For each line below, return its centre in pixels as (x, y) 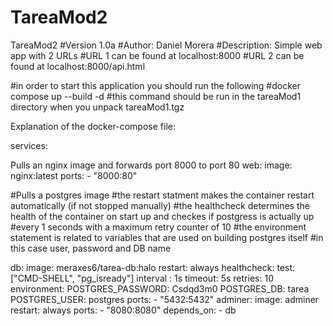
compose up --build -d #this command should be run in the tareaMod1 (156, 96)
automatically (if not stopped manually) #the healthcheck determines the (160, 205)
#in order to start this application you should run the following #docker (155, 85)
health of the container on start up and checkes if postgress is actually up (162, 216)
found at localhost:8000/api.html (78, 66)
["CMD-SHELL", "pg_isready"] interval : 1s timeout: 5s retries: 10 (142, 278)
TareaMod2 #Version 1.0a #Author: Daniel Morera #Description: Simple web (166, 45)
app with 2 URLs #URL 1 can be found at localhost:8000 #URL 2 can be (157, 55)
